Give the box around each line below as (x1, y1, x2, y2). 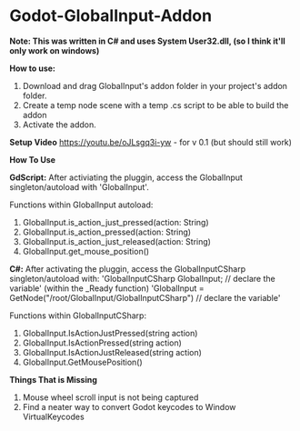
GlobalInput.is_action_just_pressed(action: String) (22, 216, 209, 227)
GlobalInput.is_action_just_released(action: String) (22, 236, 212, 246)
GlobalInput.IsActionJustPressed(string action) (22, 327, 198, 338)
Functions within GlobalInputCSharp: (9, 310, 147, 321)
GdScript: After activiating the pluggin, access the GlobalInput (9, 172, 244, 183)
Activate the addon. (22, 119, 97, 130)
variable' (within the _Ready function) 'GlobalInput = (9, 283, 205, 294)
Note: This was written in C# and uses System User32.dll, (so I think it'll (9, 35, 285, 46)
